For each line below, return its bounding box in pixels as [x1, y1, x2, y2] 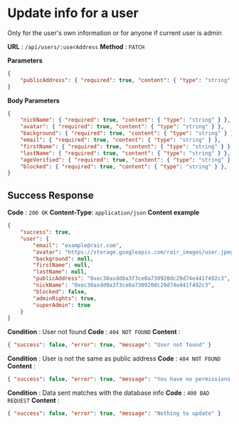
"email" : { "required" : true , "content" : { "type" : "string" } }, [20, 137, 221, 144]
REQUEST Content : [7, 396, 60, 404]
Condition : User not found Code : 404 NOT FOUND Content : [7, 328, 181, 336]
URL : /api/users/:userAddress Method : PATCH [7, 42, 145, 51]
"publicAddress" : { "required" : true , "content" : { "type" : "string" [20, 76, 231, 83]
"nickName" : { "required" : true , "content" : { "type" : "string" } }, [20, 116, 231, 124]
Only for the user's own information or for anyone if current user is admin [7, 29, 222, 37]
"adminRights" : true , [33, 294, 97, 302]
